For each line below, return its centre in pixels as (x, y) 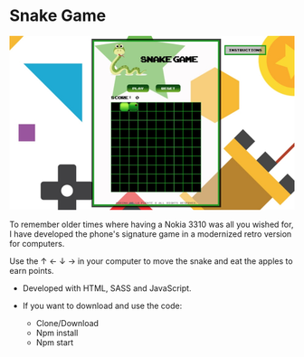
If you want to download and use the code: (102, 306)
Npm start (55, 343)
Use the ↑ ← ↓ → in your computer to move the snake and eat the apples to (151, 261)
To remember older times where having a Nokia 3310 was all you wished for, (152, 225)
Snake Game (58, 16)
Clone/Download (67, 324)
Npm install (57, 333)
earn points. (32, 271)
